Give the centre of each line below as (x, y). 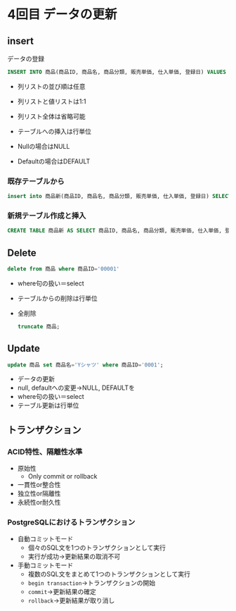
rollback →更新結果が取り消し (71, 600)
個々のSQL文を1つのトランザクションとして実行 (97, 548)
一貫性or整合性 (39, 485)
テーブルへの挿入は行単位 (54, 131)
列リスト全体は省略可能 (51, 116)
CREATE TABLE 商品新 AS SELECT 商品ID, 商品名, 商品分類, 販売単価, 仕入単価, (115, 231)
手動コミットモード (45, 565)
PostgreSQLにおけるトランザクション (71, 522)
